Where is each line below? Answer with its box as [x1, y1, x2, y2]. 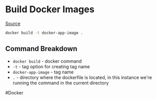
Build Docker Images [5, 4, 95, 15]
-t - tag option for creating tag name [12, 63, 90, 69]
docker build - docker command [12, 58, 82, 64]
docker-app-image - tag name [12, 69, 74, 75]
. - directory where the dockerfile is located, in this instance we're [12, 74, 152, 80]
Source [5, 20, 20, 27]
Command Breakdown [5, 44, 77, 53]
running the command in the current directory [12, 80, 109, 86]
